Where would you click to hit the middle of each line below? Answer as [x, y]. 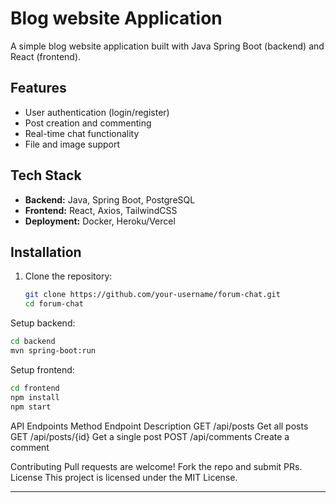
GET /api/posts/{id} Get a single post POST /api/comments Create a [150, 436]
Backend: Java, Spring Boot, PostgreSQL [110, 199]
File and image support [72, 144]
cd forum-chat [54, 304]
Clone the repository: [68, 276]
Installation [46, 252]
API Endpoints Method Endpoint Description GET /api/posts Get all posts [159, 426]
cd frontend [35, 388]
